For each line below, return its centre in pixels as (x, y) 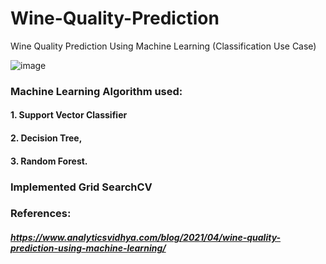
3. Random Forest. (49, 161)
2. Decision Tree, (46, 138)
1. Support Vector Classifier (69, 115)
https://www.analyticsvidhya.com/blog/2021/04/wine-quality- (146, 238)
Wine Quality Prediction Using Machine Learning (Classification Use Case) (163, 46)
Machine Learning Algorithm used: (96, 91)
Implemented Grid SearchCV (81, 187)
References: (41, 214)
